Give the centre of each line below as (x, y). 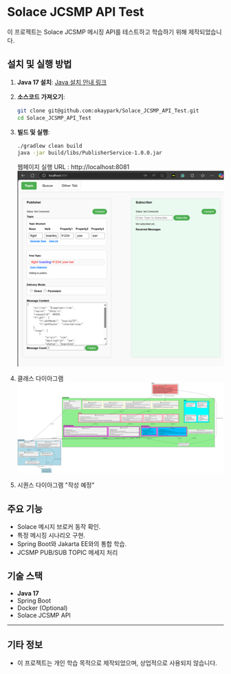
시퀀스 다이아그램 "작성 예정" (56, 485)
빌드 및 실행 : (33, 132)
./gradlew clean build (49, 146)
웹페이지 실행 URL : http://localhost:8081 (73, 167)
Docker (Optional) (42, 608)
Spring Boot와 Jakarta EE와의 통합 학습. (72, 543)
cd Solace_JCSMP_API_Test (54, 118)
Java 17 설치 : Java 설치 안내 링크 (62, 82)
